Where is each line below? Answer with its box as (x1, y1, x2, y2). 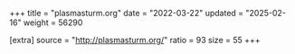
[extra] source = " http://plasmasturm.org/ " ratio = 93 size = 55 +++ (9, 35, 261, 45)
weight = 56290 (23, 17, 83, 28)
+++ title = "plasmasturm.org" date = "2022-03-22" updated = (9, 8, 244, 18)
